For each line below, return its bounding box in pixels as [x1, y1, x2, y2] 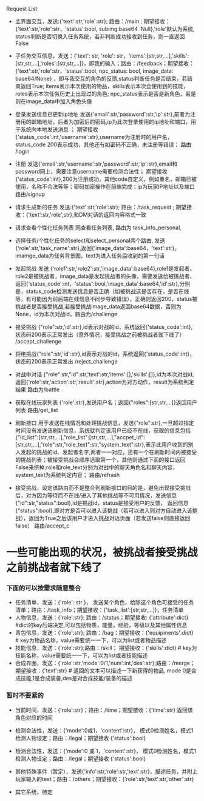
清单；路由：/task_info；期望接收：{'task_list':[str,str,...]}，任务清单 [15, 606, 184, 613]
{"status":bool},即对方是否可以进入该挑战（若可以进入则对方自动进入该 [15, 507, 192, 514]
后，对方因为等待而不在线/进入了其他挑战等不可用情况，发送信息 [15, 492, 177, 499]
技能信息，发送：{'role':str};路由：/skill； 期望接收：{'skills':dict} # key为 [15, 644, 197, 652]
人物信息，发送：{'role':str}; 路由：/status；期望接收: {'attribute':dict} [15, 614, 189, 621]
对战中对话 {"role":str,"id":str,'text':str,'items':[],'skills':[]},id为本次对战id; [15, 371, 194, 378]
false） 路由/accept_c [15, 522, 70, 529]
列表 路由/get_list [15, 407, 58, 413]
